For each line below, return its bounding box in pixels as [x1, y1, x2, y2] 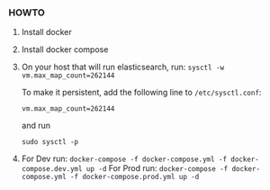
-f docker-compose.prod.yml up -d [69, 173, 200, 182]
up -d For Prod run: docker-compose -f [85, 163, 229, 174]
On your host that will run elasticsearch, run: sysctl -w [21, 61, 225, 73]
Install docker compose [21, 44, 109, 55]
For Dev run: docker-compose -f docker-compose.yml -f [21, 153, 227, 164]
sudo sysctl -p [21, 138, 79, 147]
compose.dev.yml [21, 165, 83, 174]
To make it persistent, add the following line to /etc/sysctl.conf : [21, 87, 262, 98]
